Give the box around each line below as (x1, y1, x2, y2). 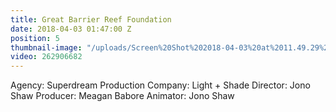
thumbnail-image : (10, 42, 83, 53)
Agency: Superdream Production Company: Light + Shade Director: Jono (10, 79, 311, 91)
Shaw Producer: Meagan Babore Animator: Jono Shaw (10, 90, 235, 102)
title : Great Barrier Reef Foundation (10, 14, 172, 25)
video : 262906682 (10, 52, 83, 62)
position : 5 (10, 33, 60, 43)
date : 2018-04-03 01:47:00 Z (10, 24, 132, 34)
